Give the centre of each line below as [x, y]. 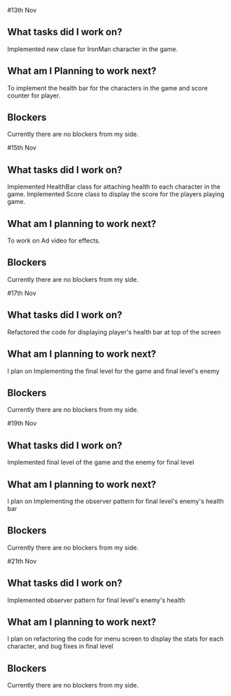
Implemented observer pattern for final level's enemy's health [96, 600]
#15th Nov [22, 148]
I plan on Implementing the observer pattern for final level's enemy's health [115, 501]
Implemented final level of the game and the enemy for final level [101, 463]
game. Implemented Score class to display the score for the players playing [116, 194]
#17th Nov [22, 293]
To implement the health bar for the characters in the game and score [107, 88]
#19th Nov [22, 423]
